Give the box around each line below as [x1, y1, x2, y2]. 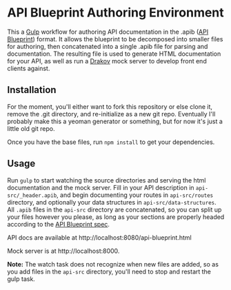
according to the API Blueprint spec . [7, 220, 110, 228]
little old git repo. [7, 124, 55, 132]
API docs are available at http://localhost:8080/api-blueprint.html [7, 233, 192, 242]
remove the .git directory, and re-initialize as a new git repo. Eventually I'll [7, 110, 216, 118]
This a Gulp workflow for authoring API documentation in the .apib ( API [7, 28, 209, 36]
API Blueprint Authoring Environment [7, 5, 224, 21]
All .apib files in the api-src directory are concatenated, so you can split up [7, 205, 222, 214]
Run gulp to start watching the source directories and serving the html [7, 176, 206, 184]
